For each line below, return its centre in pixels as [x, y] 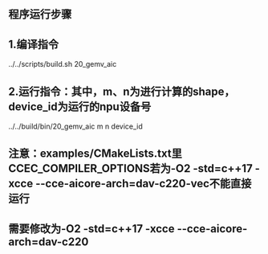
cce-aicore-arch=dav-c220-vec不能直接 [148, 184]
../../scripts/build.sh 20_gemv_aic [63, 64]
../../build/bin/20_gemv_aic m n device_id [75, 126]
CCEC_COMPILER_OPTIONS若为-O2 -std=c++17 [130, 168]
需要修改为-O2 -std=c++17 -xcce [91, 229]
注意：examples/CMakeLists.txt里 [95, 154]
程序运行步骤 [40, 14]
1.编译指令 [34, 44]
